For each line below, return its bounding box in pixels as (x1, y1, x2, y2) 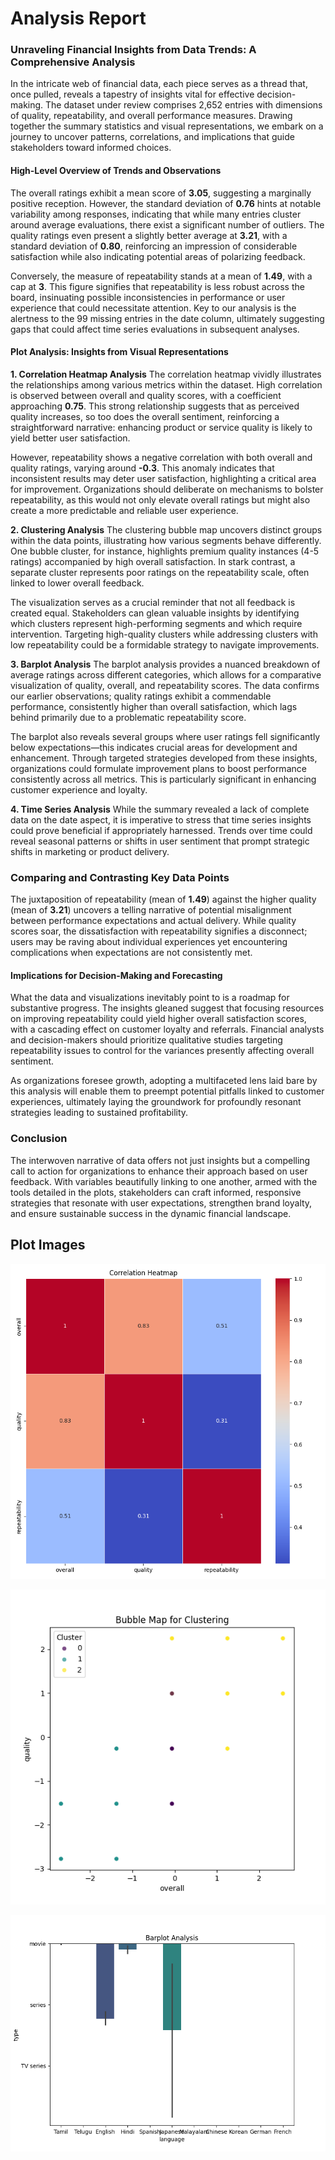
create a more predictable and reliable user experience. (10, 504, 239, 516)
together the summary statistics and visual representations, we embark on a (10, 120, 324, 132)
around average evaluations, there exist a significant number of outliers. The (10, 218, 325, 231)
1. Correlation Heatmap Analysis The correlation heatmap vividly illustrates (10, 368, 322, 380)
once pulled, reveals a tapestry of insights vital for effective (10, 88, 255, 101)
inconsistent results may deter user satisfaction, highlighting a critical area (10, 472, 317, 484)
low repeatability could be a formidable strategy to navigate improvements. (10, 638, 320, 651)
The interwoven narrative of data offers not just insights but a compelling (10, 1154, 311, 1166)
